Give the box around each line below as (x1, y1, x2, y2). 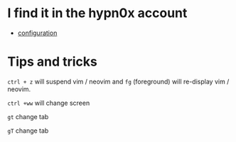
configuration (17, 29, 58, 37)
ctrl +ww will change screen (7, 98, 90, 107)
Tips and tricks (7, 54, 97, 70)
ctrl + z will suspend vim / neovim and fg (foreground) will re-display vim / (7, 77, 230, 86)
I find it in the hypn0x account (7, 5, 188, 21)
